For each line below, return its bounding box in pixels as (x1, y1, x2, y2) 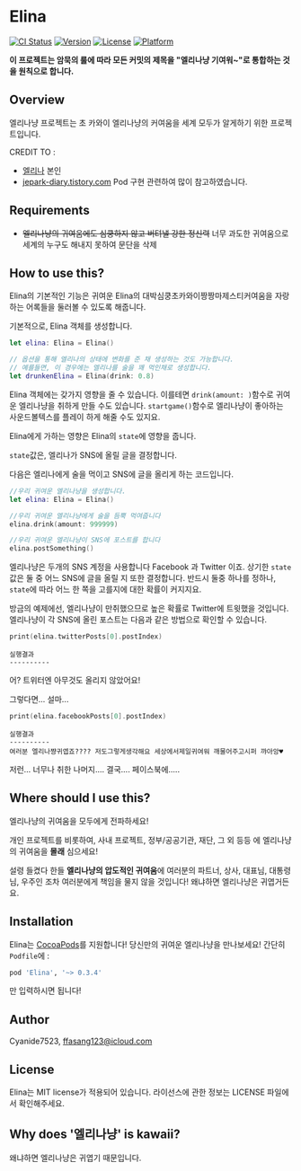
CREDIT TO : (9, 146, 56, 157)
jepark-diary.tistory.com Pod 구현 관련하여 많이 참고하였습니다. (22, 176, 248, 187)
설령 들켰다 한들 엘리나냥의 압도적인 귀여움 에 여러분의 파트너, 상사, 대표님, (9, 865, 268, 876)
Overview (9, 92, 66, 108)
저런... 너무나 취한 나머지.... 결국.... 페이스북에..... (9, 763, 181, 774)
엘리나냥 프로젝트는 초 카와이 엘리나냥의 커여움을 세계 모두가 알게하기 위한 (9, 117, 269, 128)
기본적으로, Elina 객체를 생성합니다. (9, 321, 133, 331)
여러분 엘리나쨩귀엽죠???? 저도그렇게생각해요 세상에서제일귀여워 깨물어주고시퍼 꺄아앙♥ (9, 747, 284, 756)
